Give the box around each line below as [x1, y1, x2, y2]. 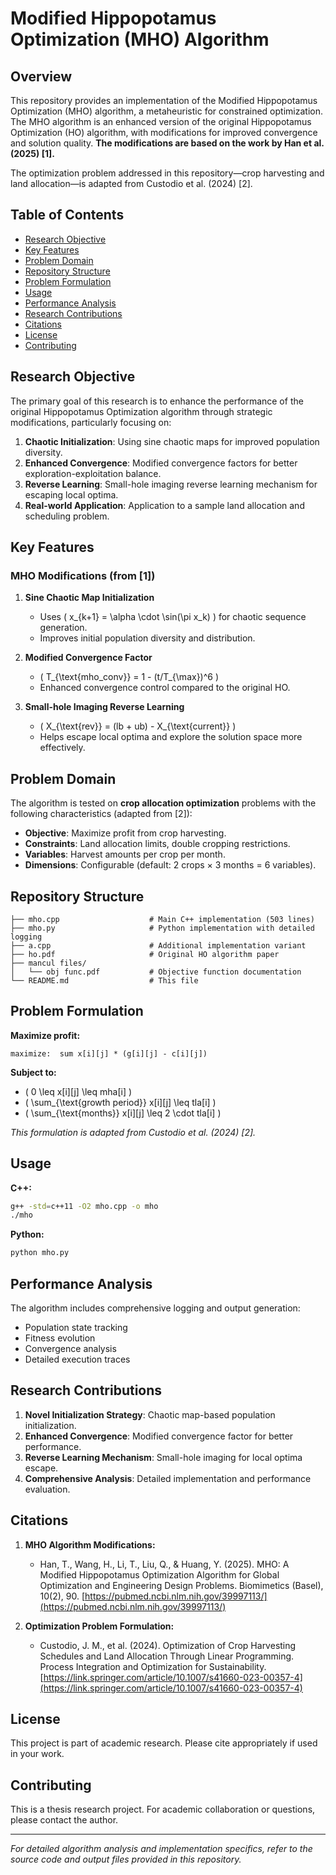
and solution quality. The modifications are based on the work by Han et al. [10, 137, 325, 149]
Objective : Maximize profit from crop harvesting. [24, 827, 227, 839]
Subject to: [10, 1066, 57, 1078]
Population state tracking [24, 1322, 128, 1333]
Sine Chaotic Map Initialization [24, 592, 155, 604]
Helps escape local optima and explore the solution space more [39, 731, 303, 743]
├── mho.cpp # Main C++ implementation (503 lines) [10, 914, 315, 924]
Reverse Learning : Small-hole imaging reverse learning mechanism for [24, 478, 318, 490]
